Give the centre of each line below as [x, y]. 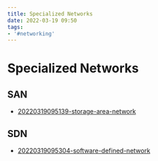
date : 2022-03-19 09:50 [42, 20]
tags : [15, 27]
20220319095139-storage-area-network [77, 112]
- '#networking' [31, 34]
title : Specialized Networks [50, 14]
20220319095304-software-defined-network [84, 151]
